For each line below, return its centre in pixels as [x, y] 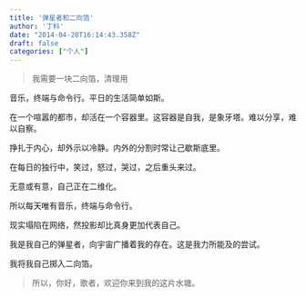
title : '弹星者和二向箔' [51, 18]
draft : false [34, 43]
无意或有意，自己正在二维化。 [65, 186]
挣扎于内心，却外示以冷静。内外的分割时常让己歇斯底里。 [117, 148]
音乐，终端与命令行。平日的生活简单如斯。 [89, 98]
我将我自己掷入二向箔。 [53, 263]
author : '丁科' [37, 26]
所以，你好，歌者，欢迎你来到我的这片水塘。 [116, 283]
